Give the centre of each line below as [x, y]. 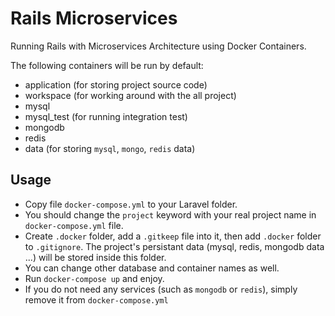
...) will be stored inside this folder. [95, 257]
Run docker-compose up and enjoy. [94, 278]
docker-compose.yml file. [74, 225]
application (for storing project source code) [116, 84]
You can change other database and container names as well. [152, 268]
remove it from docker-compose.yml [96, 299]
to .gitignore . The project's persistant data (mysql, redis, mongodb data [174, 246]
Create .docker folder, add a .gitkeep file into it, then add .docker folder [173, 236]
